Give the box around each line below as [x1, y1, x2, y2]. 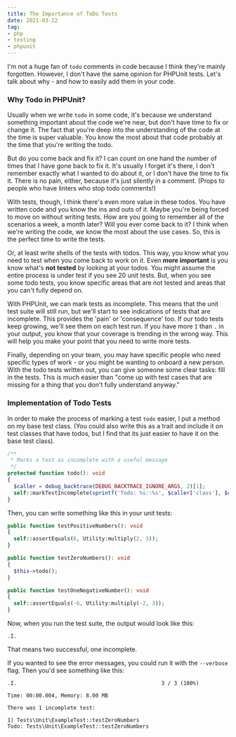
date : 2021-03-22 [7, 17, 58, 24]
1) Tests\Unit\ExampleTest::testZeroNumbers [7, 717, 140, 724]
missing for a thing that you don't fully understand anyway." [7, 380, 181, 389]
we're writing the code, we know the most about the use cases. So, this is [7, 228, 221, 236]
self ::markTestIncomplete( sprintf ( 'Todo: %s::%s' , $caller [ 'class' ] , [13, 489, 221, 496]
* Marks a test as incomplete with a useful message [10, 456, 169, 464]
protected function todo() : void [7, 470, 105, 477]
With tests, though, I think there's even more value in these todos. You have [7, 198, 226, 206]
